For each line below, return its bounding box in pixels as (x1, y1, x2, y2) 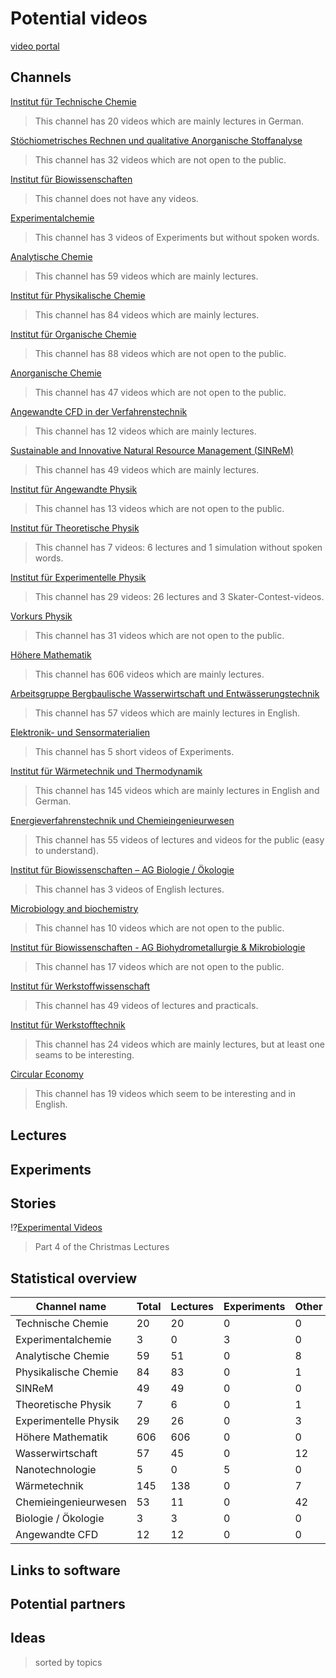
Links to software (10, 1562, 121, 1579)
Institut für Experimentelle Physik (10, 571, 147, 583)
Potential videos (10, 7, 148, 30)
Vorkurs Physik (10, 610, 73, 622)
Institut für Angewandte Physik (10, 483, 138, 495)
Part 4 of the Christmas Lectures (34, 1241, 170, 1253)
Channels (10, 69, 72, 86)
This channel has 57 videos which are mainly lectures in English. (34, 707, 301, 719)
